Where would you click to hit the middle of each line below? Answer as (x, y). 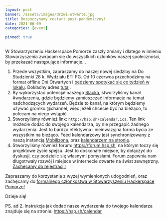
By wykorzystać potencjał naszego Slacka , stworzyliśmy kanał (77, 93)
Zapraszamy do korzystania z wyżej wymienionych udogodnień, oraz (76, 176)
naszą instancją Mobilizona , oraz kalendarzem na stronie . (71, 140)
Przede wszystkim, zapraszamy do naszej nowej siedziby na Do (78, 72)
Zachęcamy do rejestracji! (39, 166)
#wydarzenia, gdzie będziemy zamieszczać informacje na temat (78, 98)
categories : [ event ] (27, 28)
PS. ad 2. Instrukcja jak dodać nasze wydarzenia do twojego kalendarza (79, 206)
